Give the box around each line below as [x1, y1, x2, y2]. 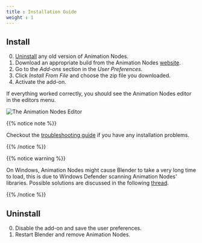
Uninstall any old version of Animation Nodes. [14, 52, 128, 60]
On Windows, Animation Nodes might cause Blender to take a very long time [6, 166, 197, 174]
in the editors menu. [6, 96, 56, 104]
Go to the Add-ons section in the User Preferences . [14, 66, 143, 73]
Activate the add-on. [14, 78, 66, 86]
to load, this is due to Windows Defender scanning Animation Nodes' [6, 173, 177, 180]
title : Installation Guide [6, 8, 77, 15]
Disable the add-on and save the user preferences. [14, 224, 142, 232]
